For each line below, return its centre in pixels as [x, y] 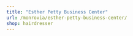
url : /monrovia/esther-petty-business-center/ [67, 18]
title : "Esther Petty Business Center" [57, 12]
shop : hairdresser [30, 23]
